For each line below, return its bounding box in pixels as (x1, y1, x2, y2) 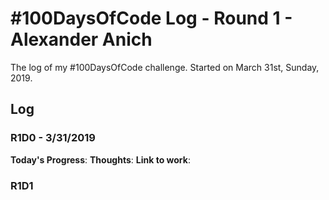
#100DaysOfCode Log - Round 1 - (10, 7, 293, 30)
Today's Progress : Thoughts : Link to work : (10, 153, 191, 166)
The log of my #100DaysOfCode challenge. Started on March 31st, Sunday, (10, 61, 320, 73)
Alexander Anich (10, 28, 153, 51)
